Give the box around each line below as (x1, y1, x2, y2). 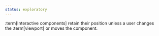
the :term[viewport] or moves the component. (5, 25, 98, 31)
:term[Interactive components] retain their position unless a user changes (5, 20, 154, 26)
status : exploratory (5, 7, 48, 12)
